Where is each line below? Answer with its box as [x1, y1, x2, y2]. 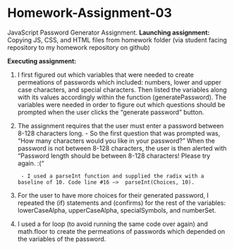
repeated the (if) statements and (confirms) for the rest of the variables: [17, 199, 226, 207]
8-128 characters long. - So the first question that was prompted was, [17, 129, 221, 137]
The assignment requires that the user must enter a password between [17, 121, 224, 130]
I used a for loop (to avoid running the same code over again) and [17, 220, 208, 228]
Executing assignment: [7, 56, 77, 65]
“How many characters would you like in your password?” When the [17, 136, 215, 145]
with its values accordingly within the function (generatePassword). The [17, 93, 227, 101]
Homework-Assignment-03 [7, 5, 173, 21]
